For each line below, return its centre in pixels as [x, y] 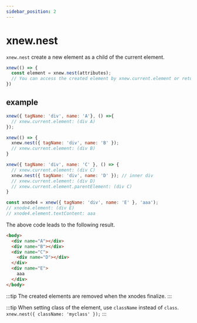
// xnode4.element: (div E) [40, 208]
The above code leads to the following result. [61, 225]
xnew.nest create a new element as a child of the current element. [86, 57]
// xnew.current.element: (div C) [53, 170]
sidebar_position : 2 [31, 11]
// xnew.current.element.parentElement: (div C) [72, 187]
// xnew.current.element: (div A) [53, 121]
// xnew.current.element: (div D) [53, 181]
